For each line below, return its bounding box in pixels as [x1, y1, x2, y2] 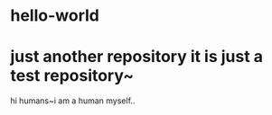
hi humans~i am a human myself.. [10, 95, 136, 106]
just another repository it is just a [10, 47, 264, 67]
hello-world [10, 5, 100, 26]
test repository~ [10, 66, 135, 86]
